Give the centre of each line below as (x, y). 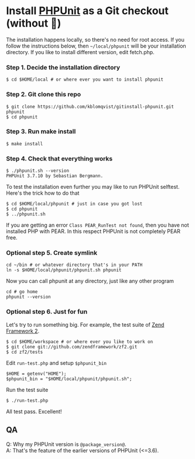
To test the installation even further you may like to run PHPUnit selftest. (93, 187)
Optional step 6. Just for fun (47, 312)
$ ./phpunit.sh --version (37, 171)
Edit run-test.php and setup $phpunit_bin (57, 362)
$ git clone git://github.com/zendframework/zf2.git (72, 347)
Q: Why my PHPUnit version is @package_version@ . (66, 444)
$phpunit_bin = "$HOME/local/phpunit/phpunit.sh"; (69, 379)
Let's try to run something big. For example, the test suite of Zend (85, 324)
